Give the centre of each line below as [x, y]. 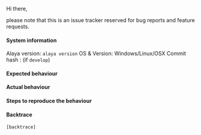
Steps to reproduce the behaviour [49, 100]
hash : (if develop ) [28, 60]
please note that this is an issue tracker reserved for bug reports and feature [100, 20]
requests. [18, 27]
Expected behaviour [32, 73]
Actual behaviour [28, 87]
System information [31, 40]
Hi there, [17, 9]
